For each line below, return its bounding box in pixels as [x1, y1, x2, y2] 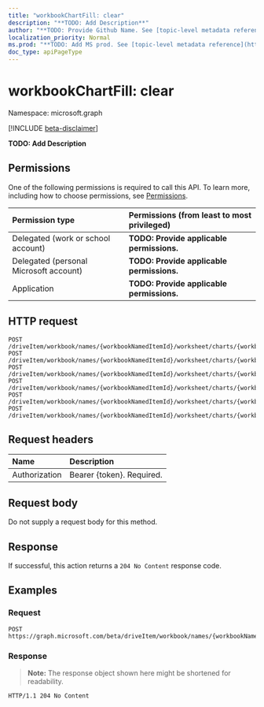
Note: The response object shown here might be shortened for [27, 668, 232, 678]
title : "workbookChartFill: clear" [8, 11, 125, 20]
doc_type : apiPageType [8, 48, 82, 56]
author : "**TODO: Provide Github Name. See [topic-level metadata [8, 26, 230, 34]
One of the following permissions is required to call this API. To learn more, [8, 182, 251, 192]
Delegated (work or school [12, 233, 111, 244]
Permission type [12, 214, 75, 225]
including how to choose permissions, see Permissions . [8, 191, 189, 200]
